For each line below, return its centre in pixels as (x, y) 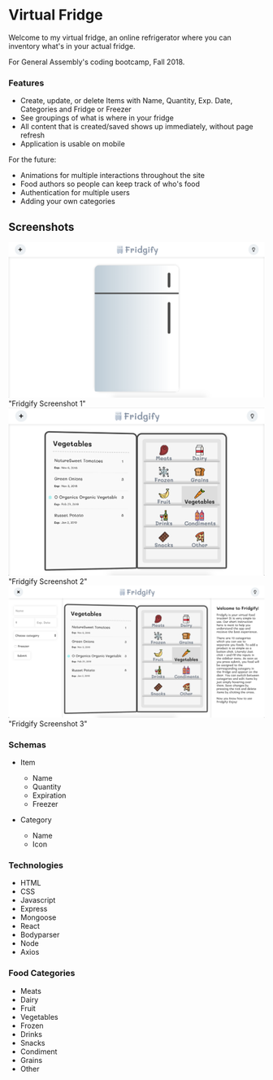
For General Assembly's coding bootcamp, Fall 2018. (97, 62)
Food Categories (42, 973)
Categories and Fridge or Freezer (76, 109)
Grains (31, 1060)
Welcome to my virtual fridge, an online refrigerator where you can (120, 37)
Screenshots (41, 226)
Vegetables (39, 1017)
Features (26, 83)
